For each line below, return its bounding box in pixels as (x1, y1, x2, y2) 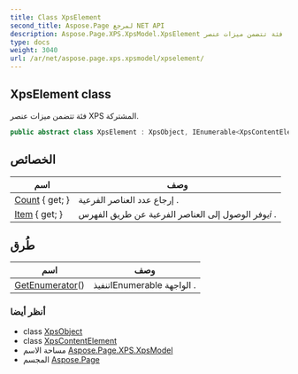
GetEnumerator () (14, 279, 85, 292)
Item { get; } (14, 207, 64, 220)
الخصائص (10, 152, 56, 168)
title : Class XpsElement (10, 12, 102, 22)
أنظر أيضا (10, 306, 46, 318)
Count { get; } (14, 193, 70, 206)
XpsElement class (10, 87, 111, 102)
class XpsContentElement (22, 335, 118, 346)
